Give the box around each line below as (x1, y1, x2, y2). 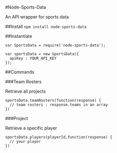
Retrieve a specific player (5, 125, 57, 131)
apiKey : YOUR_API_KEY (9, 56, 57, 61)
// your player (9, 139, 41, 144)
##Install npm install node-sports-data (5, 23, 87, 29)
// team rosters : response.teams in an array (9, 102, 108, 107)
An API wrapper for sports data (5, 14, 69, 19)
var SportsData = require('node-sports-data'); (5, 43, 106, 48)
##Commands (5, 69, 34, 75)
